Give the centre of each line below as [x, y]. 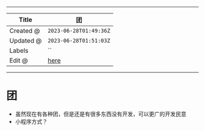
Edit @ [19, 60]
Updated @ [26, 41]
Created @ [25, 31]
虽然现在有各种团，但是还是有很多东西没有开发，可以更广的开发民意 [101, 114]
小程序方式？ [31, 121]
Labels [19, 51]
